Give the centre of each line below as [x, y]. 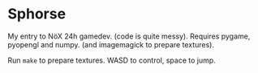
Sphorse [37, 14]
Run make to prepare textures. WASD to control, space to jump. [112, 60]
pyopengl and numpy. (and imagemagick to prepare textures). [111, 44]
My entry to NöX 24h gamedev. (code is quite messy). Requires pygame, [129, 36]
